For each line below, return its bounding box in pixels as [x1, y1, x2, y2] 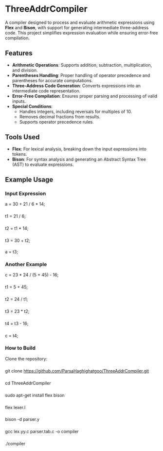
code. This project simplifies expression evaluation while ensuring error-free [5, 30, 158, 36]
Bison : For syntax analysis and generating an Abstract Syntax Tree [12, 156, 146, 162]
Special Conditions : [12, 103, 53, 109]
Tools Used [5, 133, 40, 142]
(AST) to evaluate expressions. [12, 162, 74, 167]
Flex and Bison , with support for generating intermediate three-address [5, 24, 149, 30]
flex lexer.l [5, 404, 26, 410]
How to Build [5, 344, 36, 351]
